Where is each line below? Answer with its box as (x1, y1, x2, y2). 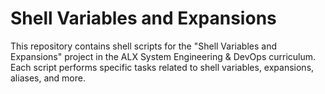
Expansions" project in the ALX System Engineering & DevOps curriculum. (10, 50, 317, 62)
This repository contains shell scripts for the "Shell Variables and (10, 40, 277, 52)
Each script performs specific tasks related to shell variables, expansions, (10, 61, 315, 73)
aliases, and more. (10, 72, 86, 84)
